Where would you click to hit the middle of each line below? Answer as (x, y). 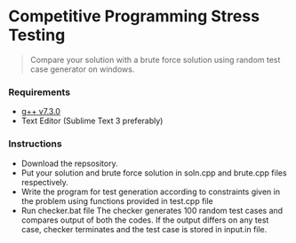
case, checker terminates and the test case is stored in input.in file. (144, 229)
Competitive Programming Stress (134, 16)
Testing (37, 35)
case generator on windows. (82, 69)
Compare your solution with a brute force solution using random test (155, 59)
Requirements (40, 92)
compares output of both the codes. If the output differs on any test (145, 220)
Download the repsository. (69, 163)
